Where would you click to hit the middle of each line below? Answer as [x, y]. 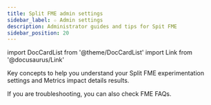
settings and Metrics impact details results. [68, 81]
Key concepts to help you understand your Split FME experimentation [106, 73]
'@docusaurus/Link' [36, 60]
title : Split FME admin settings [55, 13]
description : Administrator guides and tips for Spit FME [92, 26]
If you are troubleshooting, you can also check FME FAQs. [89, 94]
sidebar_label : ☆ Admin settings [55, 20]
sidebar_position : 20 [38, 33]
